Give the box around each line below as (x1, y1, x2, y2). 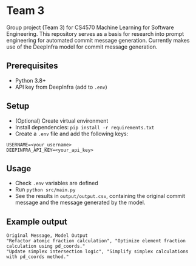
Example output (6, 216, 68, 227)
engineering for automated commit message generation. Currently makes (6, 36, 190, 44)
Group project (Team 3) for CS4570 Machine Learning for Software (6, 24, 174, 31)
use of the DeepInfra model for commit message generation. (6, 43, 158, 50)
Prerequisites (6, 61, 58, 71)
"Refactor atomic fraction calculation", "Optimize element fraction (6, 238, 186, 244)
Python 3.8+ (15, 77, 47, 84)
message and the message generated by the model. (15, 199, 146, 206)
